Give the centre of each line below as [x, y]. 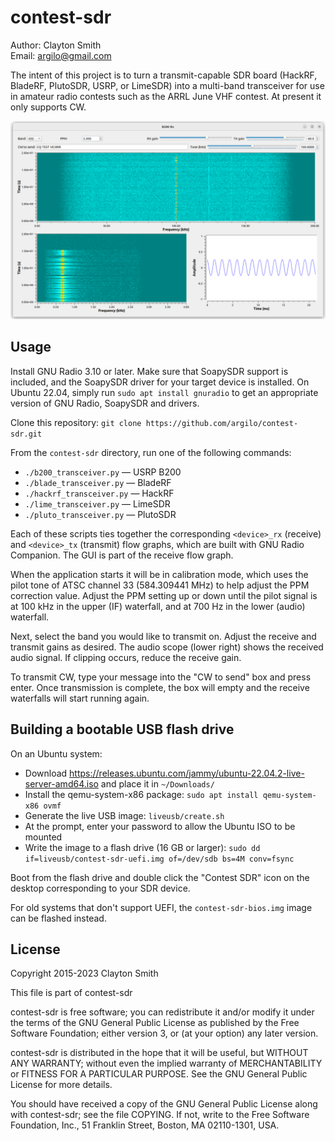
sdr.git [26, 434]
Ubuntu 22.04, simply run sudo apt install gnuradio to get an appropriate [164, 392]
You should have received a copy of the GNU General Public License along [164, 1104]
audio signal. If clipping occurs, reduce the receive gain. [126, 657]
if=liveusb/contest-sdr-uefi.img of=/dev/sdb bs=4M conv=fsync [159, 859]
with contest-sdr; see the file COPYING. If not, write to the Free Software [160, 1115]
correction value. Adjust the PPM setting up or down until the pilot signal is [164, 595]
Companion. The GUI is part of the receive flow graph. [122, 555]
